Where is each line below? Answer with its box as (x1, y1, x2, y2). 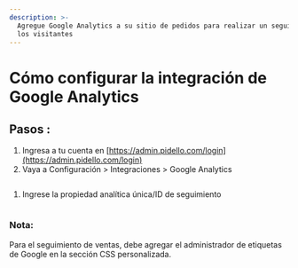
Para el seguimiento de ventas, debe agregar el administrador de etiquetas (9, 239, 282, 249)
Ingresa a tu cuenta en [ (21, 146, 110, 156)
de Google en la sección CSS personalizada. (9, 248, 171, 259)
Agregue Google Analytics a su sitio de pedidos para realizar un (17, 21, 268, 30)
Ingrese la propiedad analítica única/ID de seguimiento (21, 189, 222, 200)
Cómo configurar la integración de (9, 67, 268, 88)
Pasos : (9, 122, 51, 137)
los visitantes (17, 29, 74, 38)
